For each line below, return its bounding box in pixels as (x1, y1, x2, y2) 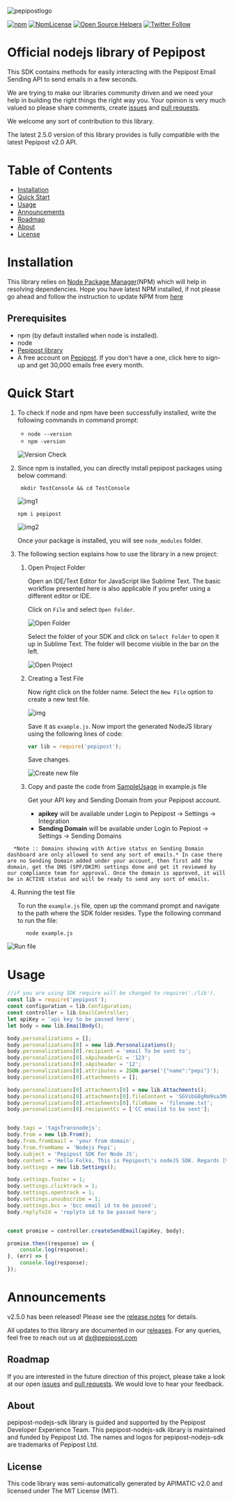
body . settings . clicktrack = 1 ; (7, 1183, 98, 1190)
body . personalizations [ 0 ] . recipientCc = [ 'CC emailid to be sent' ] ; (7, 1106, 210, 1113)
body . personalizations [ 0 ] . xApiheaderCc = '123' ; (7, 1054, 151, 1061)
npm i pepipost (17, 510, 62, 517)
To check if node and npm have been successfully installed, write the (17, 408, 217, 417)
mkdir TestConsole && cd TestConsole (20, 485, 130, 491)
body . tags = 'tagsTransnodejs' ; (7, 1125, 101, 1132)
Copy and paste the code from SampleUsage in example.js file (27, 783, 208, 791)
